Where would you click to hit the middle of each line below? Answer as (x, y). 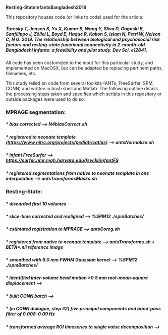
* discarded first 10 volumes (36, 204)
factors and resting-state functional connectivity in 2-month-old (75, 44)
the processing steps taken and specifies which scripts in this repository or (84, 94)
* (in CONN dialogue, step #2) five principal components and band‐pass (83, 309)
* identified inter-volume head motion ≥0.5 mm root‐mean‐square (77, 278)
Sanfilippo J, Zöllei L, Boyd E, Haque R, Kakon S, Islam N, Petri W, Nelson (83, 34)
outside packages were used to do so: (45, 99)
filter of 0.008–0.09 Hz (30, 314)
